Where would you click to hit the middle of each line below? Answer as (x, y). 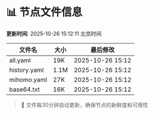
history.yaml (26, 70)
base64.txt (25, 89)
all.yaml (20, 60)
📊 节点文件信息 (44, 12)
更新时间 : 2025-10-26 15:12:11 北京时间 (54, 33)
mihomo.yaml (28, 79)
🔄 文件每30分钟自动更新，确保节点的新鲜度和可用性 (84, 104)
